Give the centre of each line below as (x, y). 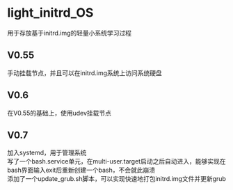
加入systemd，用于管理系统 (47, 153)
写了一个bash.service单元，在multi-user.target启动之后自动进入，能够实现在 (116, 161)
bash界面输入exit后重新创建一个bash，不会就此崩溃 (81, 170)
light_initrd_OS (50, 13)
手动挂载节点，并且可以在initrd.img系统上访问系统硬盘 (85, 73)
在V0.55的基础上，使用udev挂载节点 (59, 113)
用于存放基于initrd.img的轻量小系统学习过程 (70, 33)
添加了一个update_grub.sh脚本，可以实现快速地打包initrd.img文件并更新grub (116, 179)
